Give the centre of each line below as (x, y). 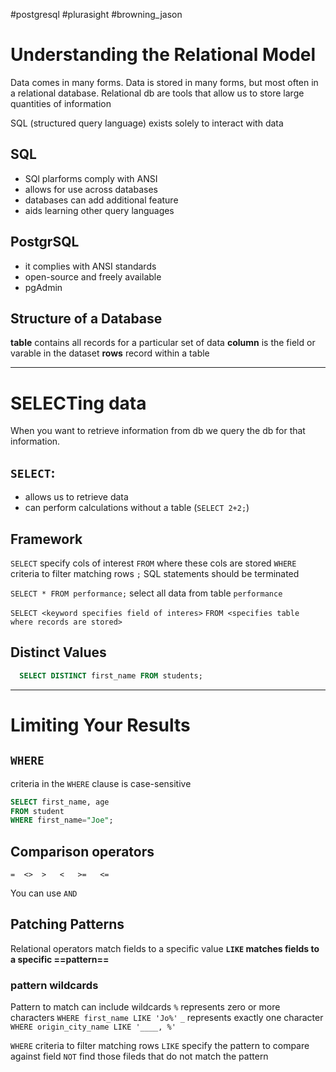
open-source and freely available (93, 276)
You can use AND (44, 893)
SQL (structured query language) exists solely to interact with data (147, 123)
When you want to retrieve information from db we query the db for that (158, 431)
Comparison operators (82, 851)
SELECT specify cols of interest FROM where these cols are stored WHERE (153, 563)
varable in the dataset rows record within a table (110, 353)
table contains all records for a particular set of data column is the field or (163, 343)
